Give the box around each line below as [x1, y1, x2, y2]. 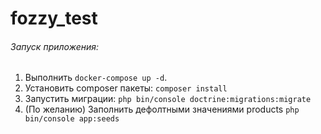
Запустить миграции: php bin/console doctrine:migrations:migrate [24, 93, 312, 105]
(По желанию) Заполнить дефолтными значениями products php [24, 103, 300, 116]
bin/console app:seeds [24, 114, 120, 124]
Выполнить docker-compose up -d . [24, 72, 168, 84]
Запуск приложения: [10, 40, 100, 52]
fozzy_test [10, 7, 98, 30]
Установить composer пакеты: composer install [24, 82, 228, 94]
